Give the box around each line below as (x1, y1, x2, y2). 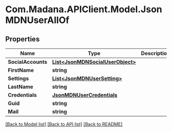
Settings (8, 75, 29, 82)
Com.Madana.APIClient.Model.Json (5, 4, 162, 15)
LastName (8, 83, 33, 90)
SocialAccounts (8, 59, 48, 65)
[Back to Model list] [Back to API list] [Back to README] (5, 121, 123, 127)
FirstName (8, 67, 34, 73)
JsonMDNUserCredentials (52, 92, 118, 98)
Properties (5, 35, 40, 43)
